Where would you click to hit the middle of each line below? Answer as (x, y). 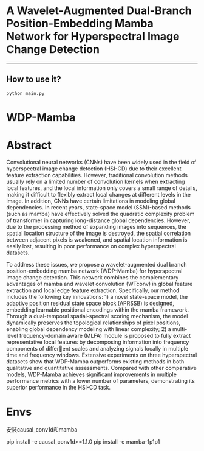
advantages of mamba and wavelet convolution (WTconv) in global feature (100, 284)
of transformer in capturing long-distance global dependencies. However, (98, 220)
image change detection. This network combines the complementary (93, 277)
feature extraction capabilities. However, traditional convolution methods (97, 175)
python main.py (25, 93)
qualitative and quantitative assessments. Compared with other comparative (102, 368)
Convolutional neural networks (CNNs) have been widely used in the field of (101, 162)
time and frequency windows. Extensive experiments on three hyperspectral (102, 355)
